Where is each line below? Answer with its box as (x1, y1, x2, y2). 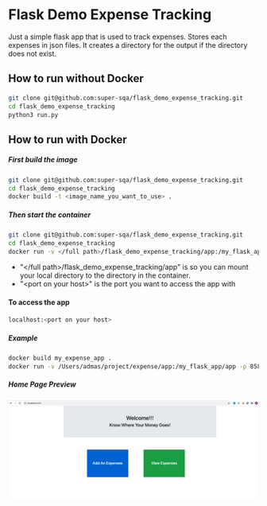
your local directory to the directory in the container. (19, 271, 191, 280)
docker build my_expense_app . (8, 354, 112, 362)
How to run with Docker (8, 133, 127, 146)
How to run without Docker (8, 72, 145, 85)
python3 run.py (8, 111, 59, 119)
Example (8, 333, 38, 343)
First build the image (8, 155, 78, 165)
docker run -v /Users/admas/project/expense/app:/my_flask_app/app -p (8, 362, 247, 371)
